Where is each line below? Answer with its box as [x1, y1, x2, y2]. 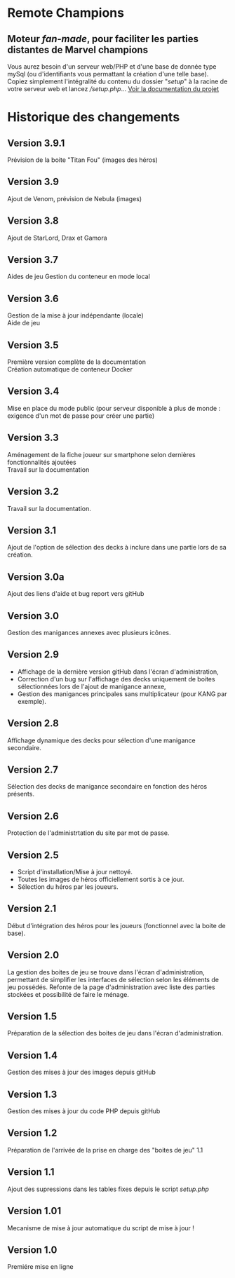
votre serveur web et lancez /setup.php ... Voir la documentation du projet [7, 85, 220, 93]
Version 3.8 [7, 215, 60, 227]
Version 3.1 [7, 524, 57, 536]
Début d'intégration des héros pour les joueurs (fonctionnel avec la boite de [7, 921, 226, 930]
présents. [7, 790, 35, 798]
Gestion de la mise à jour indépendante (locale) [7, 311, 144, 320]
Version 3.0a [7, 571, 65, 583]
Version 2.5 [7, 849, 60, 861]
